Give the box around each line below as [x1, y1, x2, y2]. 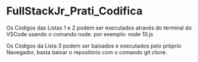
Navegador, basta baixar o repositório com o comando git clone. [6, 48, 168, 55]
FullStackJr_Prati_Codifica [6, 4, 143, 18]
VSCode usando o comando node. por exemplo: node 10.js [6, 30, 154, 37]
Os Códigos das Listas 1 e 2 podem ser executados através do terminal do [6, 24, 193, 31]
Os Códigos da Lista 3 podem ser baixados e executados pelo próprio [6, 42, 182, 49]
